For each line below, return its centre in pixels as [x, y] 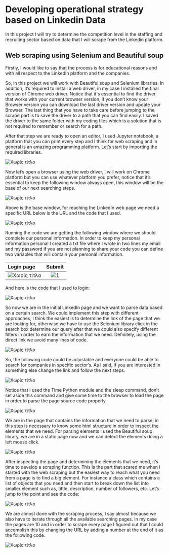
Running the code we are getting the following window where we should [80, 232]
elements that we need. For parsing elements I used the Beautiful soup [79, 431]
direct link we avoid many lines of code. [47, 340]
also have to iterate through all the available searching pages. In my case [81, 519]
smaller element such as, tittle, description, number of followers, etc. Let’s [82, 489]
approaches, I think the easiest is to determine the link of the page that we [83, 318]
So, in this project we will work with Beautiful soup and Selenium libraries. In [85, 83]
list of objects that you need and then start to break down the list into [77, 483]
